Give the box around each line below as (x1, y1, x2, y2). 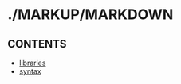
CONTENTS (7, 37, 67, 51)
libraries (18, 58, 46, 67)
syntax (18, 67, 41, 76)
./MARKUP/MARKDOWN (7, 6, 174, 24)
